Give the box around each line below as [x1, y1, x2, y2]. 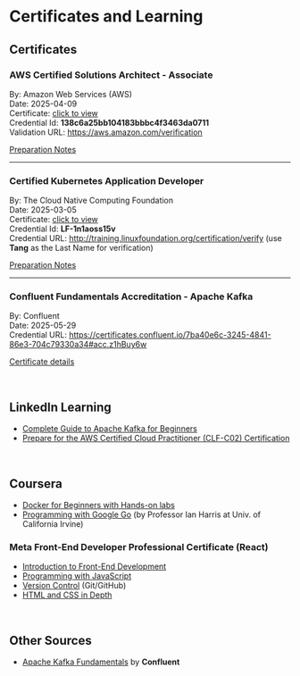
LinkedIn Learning [9, 399, 112, 414]
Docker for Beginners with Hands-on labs [21, 500, 176, 511]
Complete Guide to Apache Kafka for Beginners [21, 423, 198, 434]
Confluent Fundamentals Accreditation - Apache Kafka [9, 290, 254, 303]
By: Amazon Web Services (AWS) [9, 88, 132, 99]
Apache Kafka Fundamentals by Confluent [21, 656, 180, 667]
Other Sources [9, 632, 92, 648]
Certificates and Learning [9, 6, 204, 27]
